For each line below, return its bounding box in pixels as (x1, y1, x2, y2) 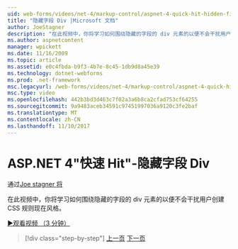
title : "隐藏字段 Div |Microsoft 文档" (7, 17, 119, 24)
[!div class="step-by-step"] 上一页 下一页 (24, 234, 146, 243)
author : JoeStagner (7, 23, 65, 31)
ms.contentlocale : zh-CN (7, 116, 81, 123)
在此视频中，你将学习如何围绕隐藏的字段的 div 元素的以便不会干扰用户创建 (7, 195, 225, 204)
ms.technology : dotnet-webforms (7, 70, 103, 77)
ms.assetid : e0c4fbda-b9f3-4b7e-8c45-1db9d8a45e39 (7, 63, 160, 70)
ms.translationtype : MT (7, 109, 78, 116)
